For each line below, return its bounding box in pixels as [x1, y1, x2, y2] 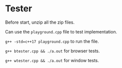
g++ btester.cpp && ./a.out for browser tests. [5, 48, 100, 54]
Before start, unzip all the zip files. [5, 19, 75, 25]
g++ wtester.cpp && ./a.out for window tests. [5, 57, 99, 63]
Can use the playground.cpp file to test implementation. [5, 29, 118, 34]
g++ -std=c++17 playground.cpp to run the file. [5, 38, 99, 44]
